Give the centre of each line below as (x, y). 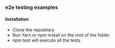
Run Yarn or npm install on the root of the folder (61, 35)
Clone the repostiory (33, 30)
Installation (17, 19)
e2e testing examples (32, 7)
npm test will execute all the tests (46, 40)
